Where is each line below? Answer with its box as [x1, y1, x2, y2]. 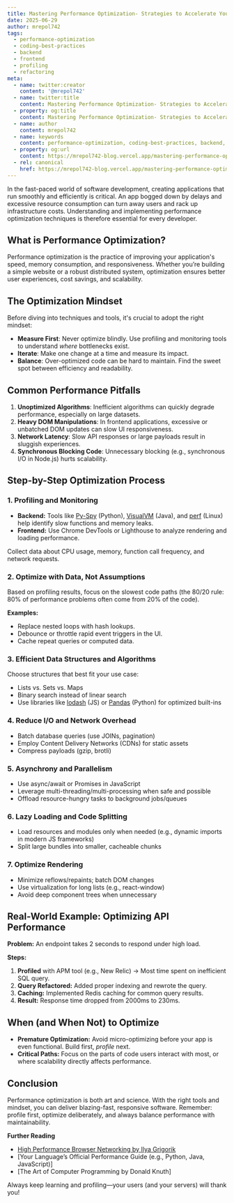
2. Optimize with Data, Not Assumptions [7, 572, 146, 581]
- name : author [13, 120, 58, 127]
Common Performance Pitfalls [7, 384, 141, 396]
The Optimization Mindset [7, 295, 123, 307]
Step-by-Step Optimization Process [7, 475, 166, 487]
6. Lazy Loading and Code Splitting [7, 812, 127, 821]
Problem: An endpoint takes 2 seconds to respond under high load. [7, 940, 201, 948]
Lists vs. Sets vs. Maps [17, 684, 84, 692]
